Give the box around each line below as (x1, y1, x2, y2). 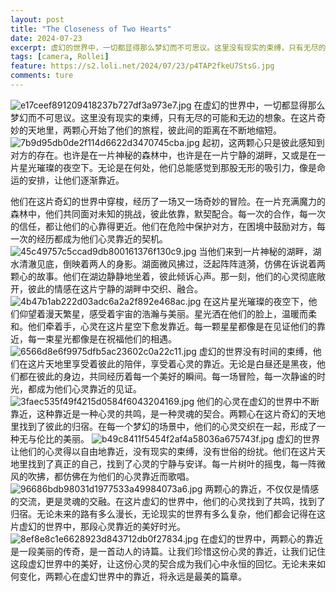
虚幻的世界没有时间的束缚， (198, 345, 313, 357)
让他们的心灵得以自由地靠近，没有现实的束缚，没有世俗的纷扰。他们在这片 (10, 445, 317, 457)
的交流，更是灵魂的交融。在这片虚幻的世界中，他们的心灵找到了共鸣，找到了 (10, 495, 326, 507)
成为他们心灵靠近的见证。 (36, 382, 142, 395)
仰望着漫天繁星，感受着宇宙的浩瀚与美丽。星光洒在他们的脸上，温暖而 (18, 307, 308, 320)
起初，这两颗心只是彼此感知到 (201, 136, 325, 148)
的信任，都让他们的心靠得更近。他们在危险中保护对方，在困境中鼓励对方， (10, 220, 317, 232)
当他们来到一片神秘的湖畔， (198, 245, 313, 257)
